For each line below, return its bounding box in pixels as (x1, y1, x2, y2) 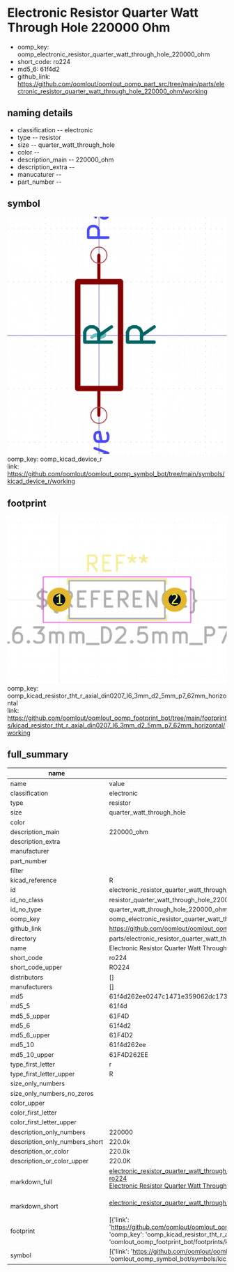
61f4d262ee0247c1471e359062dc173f (109, 992, 230, 1000)
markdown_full (10, 1178, 53, 1186)
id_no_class (10, 895, 44, 904)
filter (10, 866, 24, 874)
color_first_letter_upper (10, 1118, 77, 1126)
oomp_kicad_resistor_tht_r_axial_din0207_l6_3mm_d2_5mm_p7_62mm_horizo (7, 691, 227, 700)
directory (10, 934, 37, 943)
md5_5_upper (10, 1012, 50, 1020)
